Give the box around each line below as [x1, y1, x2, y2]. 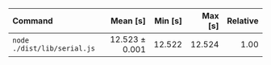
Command [12, 15, 54, 26]
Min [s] [154, 15, 183, 26]
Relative [227, 15, 259, 26]
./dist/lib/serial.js [12, 44, 95, 53]
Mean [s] [110, 15, 147, 26]
